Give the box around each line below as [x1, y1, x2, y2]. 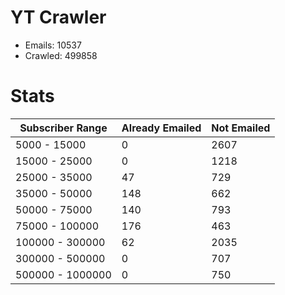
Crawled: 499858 [24, 49, 98, 61]
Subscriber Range [19, 121, 108, 135]
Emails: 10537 [24, 39, 82, 51]
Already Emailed [121, 121, 202, 135]
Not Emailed [211, 121, 271, 135]
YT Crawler [10, 6, 107, 29]
